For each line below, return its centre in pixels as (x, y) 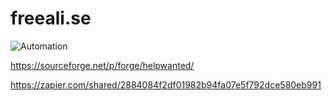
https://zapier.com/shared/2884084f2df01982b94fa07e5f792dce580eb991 (166, 84)
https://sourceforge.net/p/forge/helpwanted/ (102, 65)
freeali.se (51, 18)
